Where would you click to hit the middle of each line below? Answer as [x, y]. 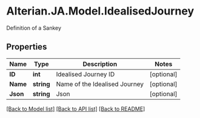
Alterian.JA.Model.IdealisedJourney [100, 11]
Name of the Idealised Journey [100, 84]
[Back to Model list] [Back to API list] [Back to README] [76, 109]
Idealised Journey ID [85, 74]
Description [100, 64]
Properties [27, 47]
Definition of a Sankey [34, 28]
